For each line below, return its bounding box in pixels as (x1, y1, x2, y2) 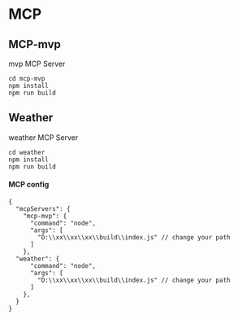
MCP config (8, 180, 50, 190)
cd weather (8, 148, 45, 156)
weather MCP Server (8, 132, 79, 142)
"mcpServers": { (15, 205, 71, 213)
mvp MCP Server (8, 59, 66, 68)
